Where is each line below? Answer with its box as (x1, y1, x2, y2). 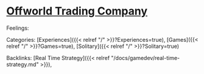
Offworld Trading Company (6, 4, 148, 18)
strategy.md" (6, 61, 39, 68)
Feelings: (6, 24, 29, 32)
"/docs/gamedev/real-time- (111, 54, 180, 61)
